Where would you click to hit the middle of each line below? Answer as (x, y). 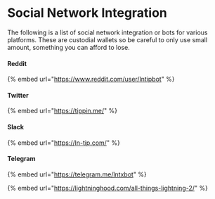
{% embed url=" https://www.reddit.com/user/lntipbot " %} (91, 79)
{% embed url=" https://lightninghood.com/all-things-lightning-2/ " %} (108, 188)
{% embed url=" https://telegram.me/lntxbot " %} (77, 174)
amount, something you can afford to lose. (69, 47)
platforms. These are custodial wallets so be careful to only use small (107, 39)
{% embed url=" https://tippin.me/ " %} (63, 111)
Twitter (18, 95)
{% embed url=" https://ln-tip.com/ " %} (64, 143)
